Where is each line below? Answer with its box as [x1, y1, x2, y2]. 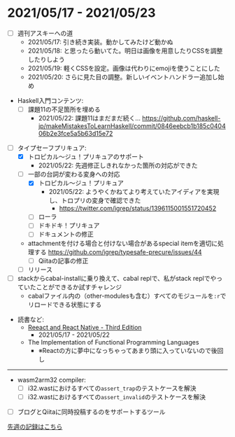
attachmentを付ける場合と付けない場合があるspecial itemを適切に [27, 239, 218, 247]
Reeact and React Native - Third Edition [27, 323, 142, 331]
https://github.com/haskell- [142, 114, 221, 123]
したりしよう [27, 55, 65, 64]
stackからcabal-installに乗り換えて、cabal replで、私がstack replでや [17, 274, 217, 282]
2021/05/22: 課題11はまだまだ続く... [38, 114, 141, 123]
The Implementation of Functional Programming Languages [27, 338, 199, 346]
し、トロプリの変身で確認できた [48, 196, 141, 204]
